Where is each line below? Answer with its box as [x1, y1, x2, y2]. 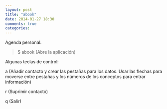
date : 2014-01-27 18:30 [5, 16, 55, 21]
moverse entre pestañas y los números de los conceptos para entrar [5, 74, 146, 80]
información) [5, 79, 31, 85]
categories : [5, 26, 30, 31]
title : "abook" [5, 12, 37, 17]
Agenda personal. [5, 39, 42, 45]
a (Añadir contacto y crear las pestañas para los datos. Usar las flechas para [5, 68, 163, 75]
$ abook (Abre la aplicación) [17, 49, 76, 55]
